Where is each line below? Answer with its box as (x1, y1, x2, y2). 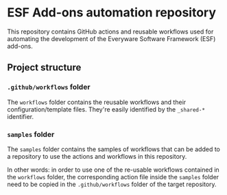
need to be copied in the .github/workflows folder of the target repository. (7, 180, 217, 188)
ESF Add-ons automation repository (7, 5, 217, 21)
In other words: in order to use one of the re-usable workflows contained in (7, 166, 219, 174)
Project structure (7, 62, 82, 73)
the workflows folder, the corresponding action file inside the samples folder (7, 172, 219, 181)
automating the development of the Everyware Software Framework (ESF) (7, 34, 216, 42)
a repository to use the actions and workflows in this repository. (7, 152, 187, 160)
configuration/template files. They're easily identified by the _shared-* (7, 105, 206, 114)
